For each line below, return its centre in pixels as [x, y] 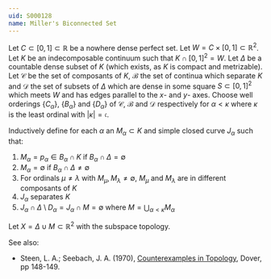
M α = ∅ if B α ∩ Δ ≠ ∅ [55, 168]
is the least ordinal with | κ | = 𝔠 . [59, 115]
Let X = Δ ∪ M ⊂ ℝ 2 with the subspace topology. [90, 225]
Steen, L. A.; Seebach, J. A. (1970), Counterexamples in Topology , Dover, [141, 258]
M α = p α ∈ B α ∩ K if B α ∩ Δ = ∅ [73, 158]
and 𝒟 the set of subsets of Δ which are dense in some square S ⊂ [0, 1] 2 [130, 85]
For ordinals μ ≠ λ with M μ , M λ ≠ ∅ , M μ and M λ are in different [123, 179]
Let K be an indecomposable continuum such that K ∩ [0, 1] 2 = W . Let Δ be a [135, 57]
